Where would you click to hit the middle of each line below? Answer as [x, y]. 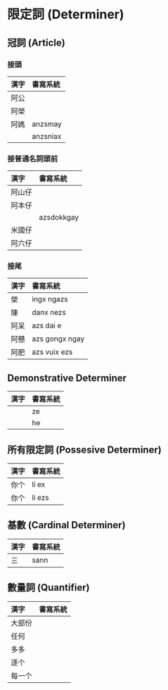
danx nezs [49, 313]
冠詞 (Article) [36, 43]
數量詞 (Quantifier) [49, 588]
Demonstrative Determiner [67, 378]
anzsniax [47, 136]
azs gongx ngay [58, 339]
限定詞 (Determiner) [66, 14]
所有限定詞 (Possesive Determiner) [84, 450]
